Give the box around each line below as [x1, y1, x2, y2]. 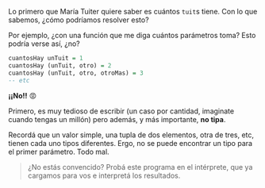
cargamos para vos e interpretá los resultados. [27, 171, 181, 180]
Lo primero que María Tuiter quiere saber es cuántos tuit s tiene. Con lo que [8, 7, 258, 16]
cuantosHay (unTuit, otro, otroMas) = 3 [8, 69, 144, 77]
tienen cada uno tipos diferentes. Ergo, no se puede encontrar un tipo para [8, 138, 252, 148]
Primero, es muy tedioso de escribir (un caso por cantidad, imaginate [8, 106, 235, 116]
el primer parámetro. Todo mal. [8, 147, 109, 156]
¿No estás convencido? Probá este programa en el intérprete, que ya [27, 162, 253, 171]
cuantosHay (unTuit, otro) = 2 [8, 61, 112, 70]
